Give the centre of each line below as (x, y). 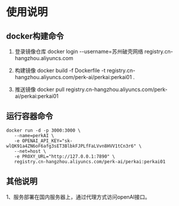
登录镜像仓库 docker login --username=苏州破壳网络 (79, 51)
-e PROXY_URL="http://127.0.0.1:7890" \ (65, 156)
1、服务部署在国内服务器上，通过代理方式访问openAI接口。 (78, 196)
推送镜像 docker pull (40, 89)
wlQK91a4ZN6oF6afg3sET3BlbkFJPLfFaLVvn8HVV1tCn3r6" (71, 146)
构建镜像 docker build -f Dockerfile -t (60, 70)
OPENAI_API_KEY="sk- (47, 141)
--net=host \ (30, 151)
